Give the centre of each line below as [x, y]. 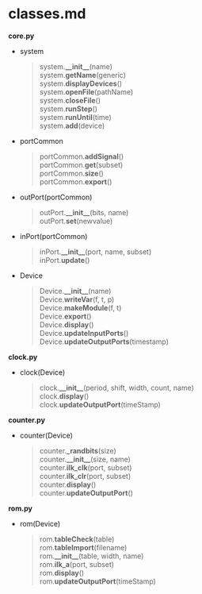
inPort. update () [65, 260]
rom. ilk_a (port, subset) [77, 564]
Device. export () [65, 316]
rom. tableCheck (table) [77, 539]
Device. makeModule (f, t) [80, 307]
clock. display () [64, 396]
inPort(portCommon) [53, 236]
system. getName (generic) [83, 75]
